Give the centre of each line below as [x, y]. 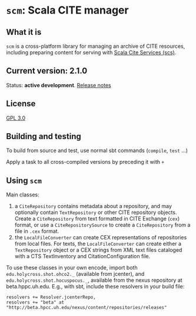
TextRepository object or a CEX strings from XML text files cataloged [98, 250]
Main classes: [23, 195]
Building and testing [44, 136]
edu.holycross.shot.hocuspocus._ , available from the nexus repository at [94, 280]
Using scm [24, 180]
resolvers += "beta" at [35, 302]
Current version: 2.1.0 [47, 71]
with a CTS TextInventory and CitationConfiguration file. [82, 256]
